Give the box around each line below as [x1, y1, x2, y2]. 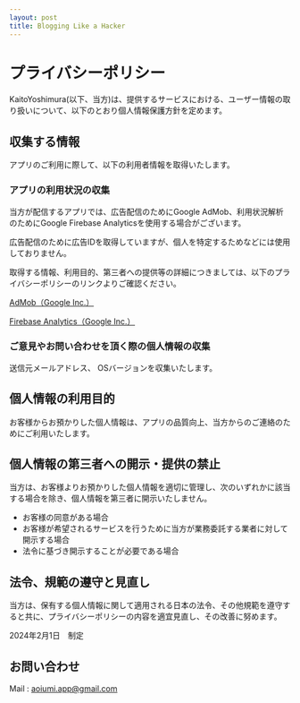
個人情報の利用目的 [9, 391, 115, 407]
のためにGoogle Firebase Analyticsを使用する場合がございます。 [9, 217, 246, 228]
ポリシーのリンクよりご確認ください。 [39, 278, 181, 288]
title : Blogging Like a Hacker [9, 21, 126, 30]
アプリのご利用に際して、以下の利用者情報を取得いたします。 [9, 159, 235, 170]
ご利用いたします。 [24, 427, 96, 439]
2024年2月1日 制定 [9, 630, 84, 641]
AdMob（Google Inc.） [9, 296, 95, 307]
